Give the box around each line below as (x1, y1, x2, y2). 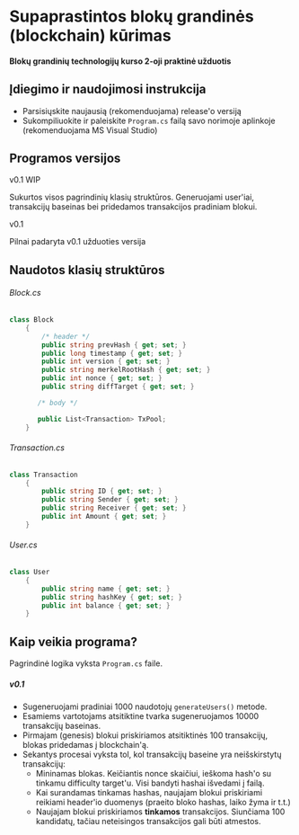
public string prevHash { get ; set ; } (41, 340, 187, 350)
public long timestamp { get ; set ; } (41, 349, 182, 358)
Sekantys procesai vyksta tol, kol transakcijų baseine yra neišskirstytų (22, 749, 282, 760)
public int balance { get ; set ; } (41, 600, 171, 610)
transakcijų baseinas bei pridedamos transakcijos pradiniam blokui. (9, 201, 258, 212)
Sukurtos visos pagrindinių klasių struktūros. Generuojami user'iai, (9, 191, 254, 203)
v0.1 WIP (9, 174, 41, 185)
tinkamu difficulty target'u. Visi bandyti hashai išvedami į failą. (35, 777, 265, 788)
